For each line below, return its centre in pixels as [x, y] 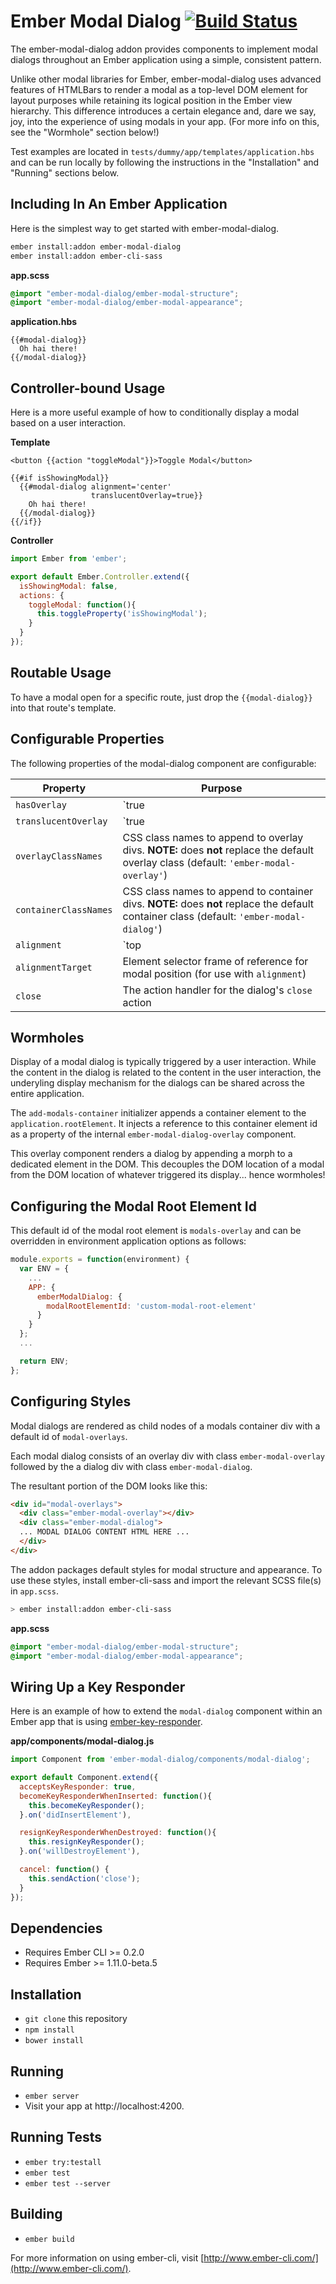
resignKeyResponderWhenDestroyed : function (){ [118, 1833]
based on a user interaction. [68, 423]
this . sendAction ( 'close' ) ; [84, 1878]
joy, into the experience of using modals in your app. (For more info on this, [165, 121]
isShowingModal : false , [68, 586]
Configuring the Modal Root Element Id [133, 1206]
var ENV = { [44, 1269]
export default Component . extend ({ [84, 1778]
